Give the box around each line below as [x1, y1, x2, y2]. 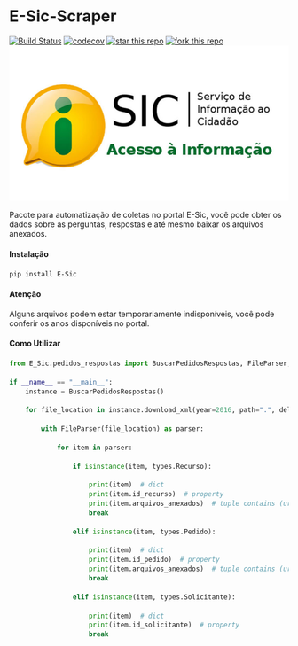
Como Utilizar [9, 339, 61, 349]
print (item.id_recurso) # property [88, 490, 224, 499]
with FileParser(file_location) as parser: [41, 424, 204, 433]
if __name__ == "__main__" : [9, 377, 114, 386]
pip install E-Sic [9, 270, 77, 279]
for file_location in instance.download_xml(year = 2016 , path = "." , [25, 406, 276, 415]
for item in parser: [56, 443, 133, 452]
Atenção [9, 289, 42, 300]
